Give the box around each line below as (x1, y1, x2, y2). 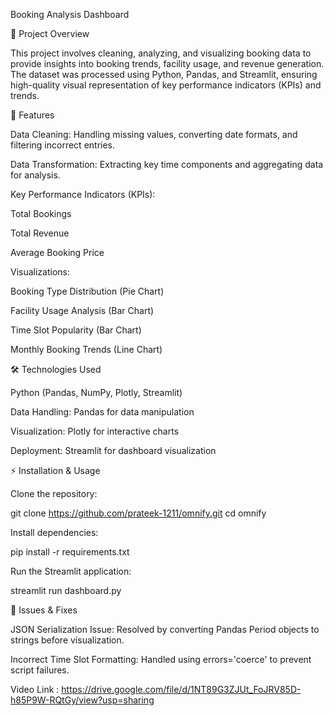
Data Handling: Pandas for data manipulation (10, 406, 195, 418)
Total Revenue (10, 227, 70, 239)
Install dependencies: (10, 527, 99, 538)
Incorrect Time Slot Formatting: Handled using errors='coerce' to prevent (10, 654, 312, 665)
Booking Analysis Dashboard (10, 9, 130, 20)
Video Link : (10, 684, 60, 695)
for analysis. (10, 169, 61, 181)
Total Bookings (10, 208, 72, 219)
